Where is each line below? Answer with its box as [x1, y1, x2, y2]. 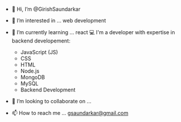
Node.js [20, 68, 40, 74]
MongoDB [20, 74, 45, 81]
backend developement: [11, 37, 71, 44]
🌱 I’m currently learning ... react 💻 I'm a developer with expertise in [11, 29, 175, 35]
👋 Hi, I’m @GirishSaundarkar [11, 6, 81, 12]
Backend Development [20, 86, 76, 93]
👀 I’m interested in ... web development [11, 17, 106, 24]
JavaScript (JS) [20, 49, 58, 55]
